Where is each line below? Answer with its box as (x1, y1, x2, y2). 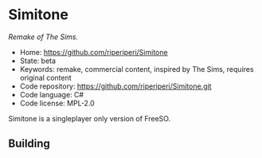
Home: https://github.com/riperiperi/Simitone (19, 47, 169, 57)
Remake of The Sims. (8, 32, 79, 41)
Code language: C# (19, 89, 84, 99)
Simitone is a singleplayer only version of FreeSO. (8, 113, 171, 123)
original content (19, 73, 72, 82)
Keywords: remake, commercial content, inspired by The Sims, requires (19, 64, 254, 73)
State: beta (19, 56, 57, 65)
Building (8, 137, 50, 151)
